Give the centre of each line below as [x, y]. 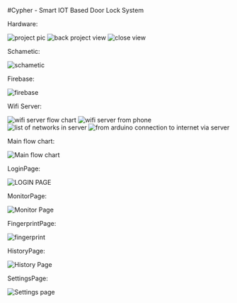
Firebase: [21, 79]
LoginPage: [24, 168]
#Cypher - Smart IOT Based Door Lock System [75, 10]
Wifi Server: [25, 106]
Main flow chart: [31, 141]
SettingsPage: [28, 278]
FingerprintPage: [32, 223]
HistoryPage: [27, 251]
